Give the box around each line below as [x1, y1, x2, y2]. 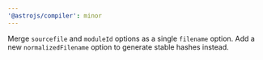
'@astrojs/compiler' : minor [7, 11, 103, 20]
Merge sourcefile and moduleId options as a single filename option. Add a [7, 34, 256, 43]
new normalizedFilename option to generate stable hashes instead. [7, 42, 230, 52]
